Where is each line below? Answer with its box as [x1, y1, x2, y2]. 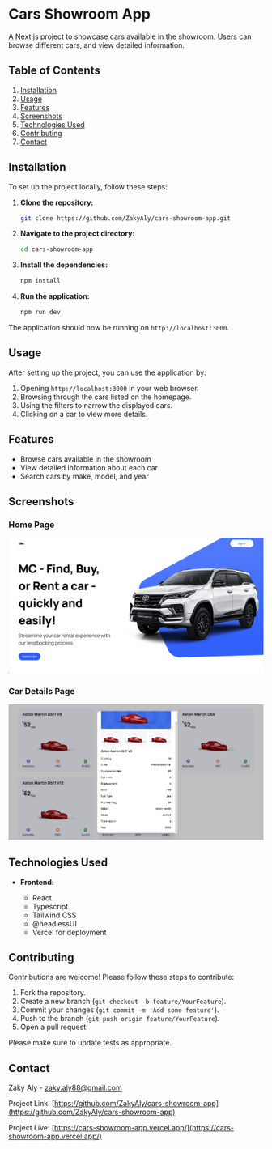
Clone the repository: [19, 198, 94, 207]
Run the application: [19, 292, 91, 301]
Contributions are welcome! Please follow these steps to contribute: [8, 972, 235, 982]
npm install [19, 277, 61, 285]
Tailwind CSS [32, 910, 77, 920]
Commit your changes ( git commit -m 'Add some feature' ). [19, 1005, 220, 1015]
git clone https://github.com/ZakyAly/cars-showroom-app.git [19, 214, 232, 223]
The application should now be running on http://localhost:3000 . [8, 323, 229, 333]
